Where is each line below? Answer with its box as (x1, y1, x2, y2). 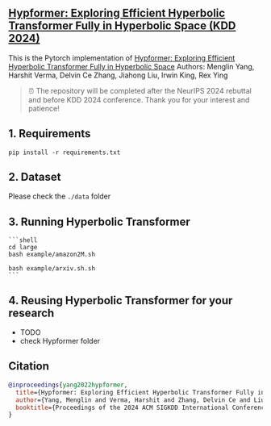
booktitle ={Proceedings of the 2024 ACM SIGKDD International (15, 403, 229, 411)
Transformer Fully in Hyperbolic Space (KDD (8, 19, 236, 33)
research (8, 306, 55, 319)
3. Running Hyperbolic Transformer (8, 215, 191, 228)
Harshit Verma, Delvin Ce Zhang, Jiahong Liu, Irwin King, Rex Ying (8, 70, 228, 80)
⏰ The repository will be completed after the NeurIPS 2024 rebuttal (27, 86, 252, 95)
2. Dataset (8, 170, 61, 184)
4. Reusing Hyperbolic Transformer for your (8, 294, 233, 307)
